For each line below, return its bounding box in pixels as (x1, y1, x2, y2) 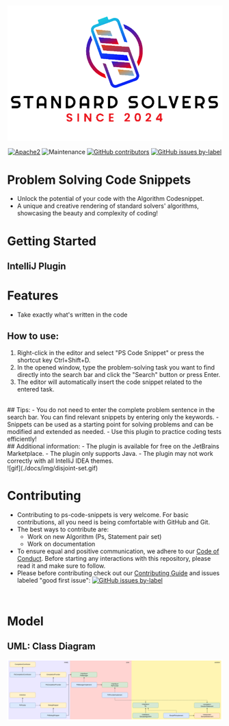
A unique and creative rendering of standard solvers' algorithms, (16, 202, 200, 210)
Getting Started (7, 233, 97, 249)
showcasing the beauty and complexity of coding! (16, 209, 159, 217)
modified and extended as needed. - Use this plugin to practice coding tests (7, 427, 222, 435)
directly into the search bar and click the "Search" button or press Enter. (16, 370, 221, 378)
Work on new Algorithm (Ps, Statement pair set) (27, 532, 162, 540)
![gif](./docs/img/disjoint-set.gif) (7, 463, 98, 472)
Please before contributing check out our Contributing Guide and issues (16, 568, 220, 577)
